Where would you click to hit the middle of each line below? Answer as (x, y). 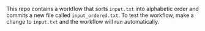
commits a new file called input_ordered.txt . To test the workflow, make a (100, 15)
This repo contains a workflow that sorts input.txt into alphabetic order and (102, 9)
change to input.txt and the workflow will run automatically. (83, 22)
